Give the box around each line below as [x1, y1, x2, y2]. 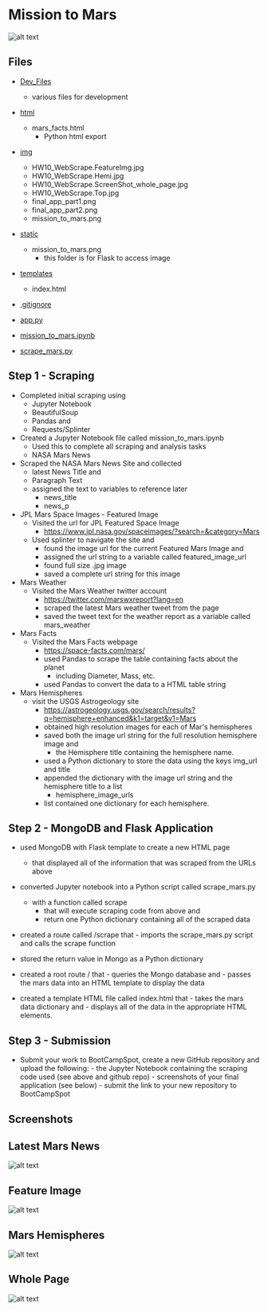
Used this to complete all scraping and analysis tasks [31, 442, 207, 451]
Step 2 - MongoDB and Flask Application [8, 821, 214, 835]
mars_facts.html [31, 122, 85, 133]
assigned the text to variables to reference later [31, 484, 187, 494]
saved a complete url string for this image [43, 569, 181, 578]
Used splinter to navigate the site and [31, 534, 155, 545]
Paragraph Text [31, 475, 83, 485]
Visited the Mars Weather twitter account [31, 586, 167, 595]
